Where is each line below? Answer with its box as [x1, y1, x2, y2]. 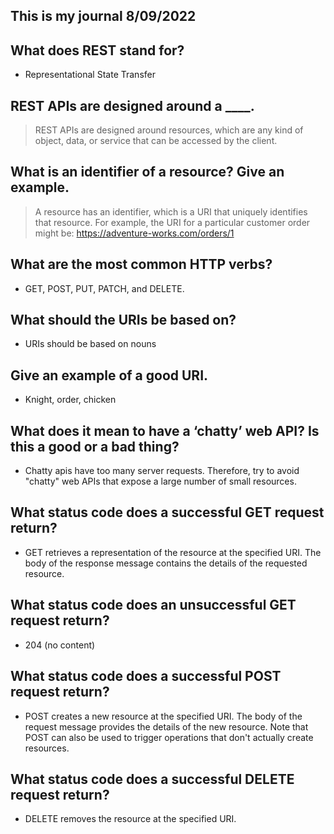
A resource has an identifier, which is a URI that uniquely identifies [34, 205, 308, 218]
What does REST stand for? [10, 42, 185, 59]
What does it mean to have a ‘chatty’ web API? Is [10, 422, 320, 439]
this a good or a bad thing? [10, 438, 180, 455]
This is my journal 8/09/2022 [10, 8, 197, 25]
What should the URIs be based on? [10, 312, 237, 329]
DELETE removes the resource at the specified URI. [24, 813, 237, 825]
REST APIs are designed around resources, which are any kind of [34, 124, 304, 136]
